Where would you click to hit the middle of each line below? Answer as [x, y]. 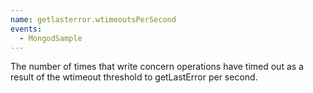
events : [26, 29]
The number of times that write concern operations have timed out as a [157, 67]
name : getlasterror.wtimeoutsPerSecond [93, 19]
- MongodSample [51, 38]
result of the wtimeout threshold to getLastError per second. [134, 77]
